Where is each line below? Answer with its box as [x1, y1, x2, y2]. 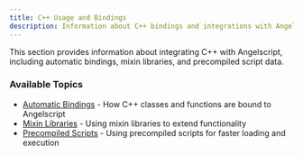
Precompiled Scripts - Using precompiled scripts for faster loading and [22, 127, 286, 138]
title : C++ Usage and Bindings [9, 13, 127, 23]
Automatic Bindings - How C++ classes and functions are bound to [22, 98, 272, 109]
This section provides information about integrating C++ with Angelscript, [9, 46, 283, 57]
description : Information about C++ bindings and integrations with [9, 22, 272, 31]
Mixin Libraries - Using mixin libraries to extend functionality [22, 118, 247, 129]
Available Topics [9, 78, 84, 91]
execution [22, 137, 60, 148]
